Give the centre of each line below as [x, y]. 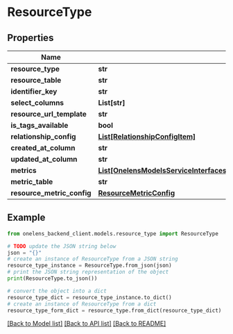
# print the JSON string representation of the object [88, 272]
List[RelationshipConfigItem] [147, 136]
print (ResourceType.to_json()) [52, 278]
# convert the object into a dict [57, 291]
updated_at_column [44, 159]
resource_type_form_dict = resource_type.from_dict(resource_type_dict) [114, 310]
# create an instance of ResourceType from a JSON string [93, 259]
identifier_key [34, 91]
